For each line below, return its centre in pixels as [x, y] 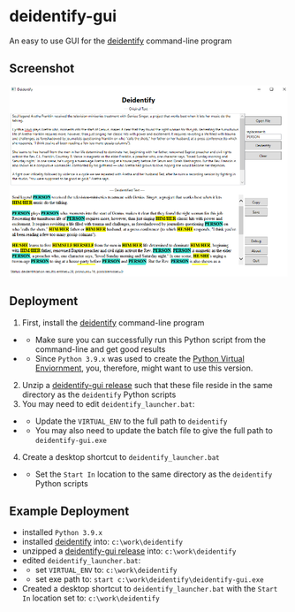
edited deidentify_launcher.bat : [81, 561]
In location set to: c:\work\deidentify [91, 598]
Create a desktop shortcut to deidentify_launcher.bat [121, 456]
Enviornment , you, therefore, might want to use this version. [144, 368]
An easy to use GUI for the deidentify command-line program [121, 41]
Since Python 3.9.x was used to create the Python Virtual [140, 358]
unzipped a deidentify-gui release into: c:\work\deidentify [129, 551]
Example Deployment [69, 511]
